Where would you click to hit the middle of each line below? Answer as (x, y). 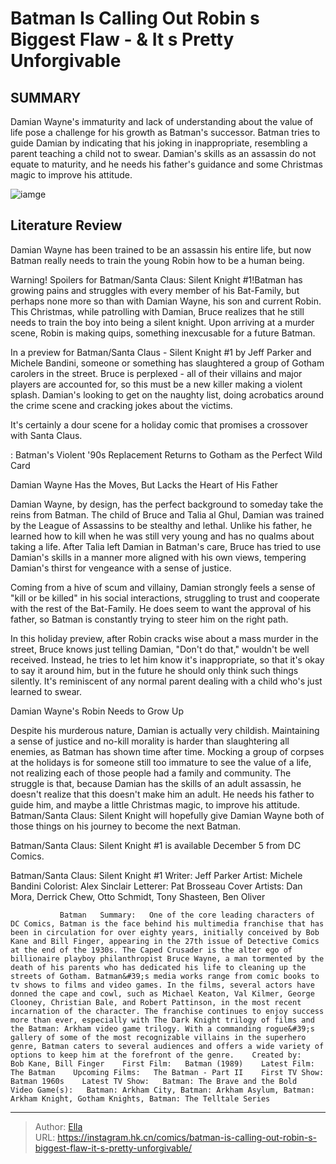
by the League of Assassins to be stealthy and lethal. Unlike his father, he (161, 525)
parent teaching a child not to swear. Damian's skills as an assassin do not (163, 153)
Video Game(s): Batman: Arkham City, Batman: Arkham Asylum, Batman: (162, 1090)
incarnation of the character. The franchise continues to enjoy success (167, 1011)
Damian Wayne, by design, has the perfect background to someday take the (167, 504)
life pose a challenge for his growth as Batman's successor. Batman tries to (165, 132)
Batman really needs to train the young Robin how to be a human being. (157, 260)
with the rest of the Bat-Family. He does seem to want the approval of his (161, 608)
